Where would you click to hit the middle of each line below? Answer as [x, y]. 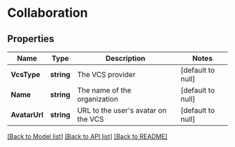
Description [126, 58]
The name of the [104, 90]
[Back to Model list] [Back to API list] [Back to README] [87, 136]
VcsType [26, 75]
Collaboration [48, 13]
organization [98, 99]
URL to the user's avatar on [121, 110]
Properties [31, 39]
